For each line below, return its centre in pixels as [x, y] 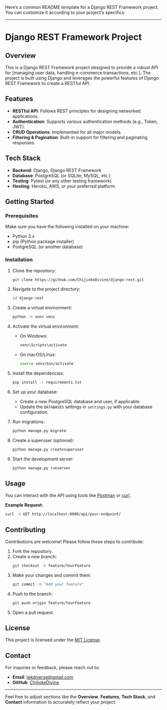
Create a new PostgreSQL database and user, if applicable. [80, 401]
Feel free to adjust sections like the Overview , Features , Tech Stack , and [80, 697]
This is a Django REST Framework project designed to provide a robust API [82, 67]
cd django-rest [28, 298]
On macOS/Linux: [38, 355]
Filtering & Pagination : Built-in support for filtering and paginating [80, 137]
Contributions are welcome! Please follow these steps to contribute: [75, 541]
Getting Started [30, 202]
